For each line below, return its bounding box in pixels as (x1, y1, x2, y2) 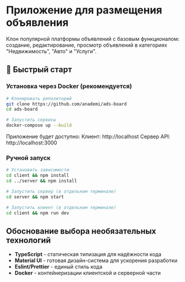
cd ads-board (6, 106, 38, 112)
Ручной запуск (6, 153, 51, 161)
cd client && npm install (6, 173, 69, 178)
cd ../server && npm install (6, 178, 77, 184)
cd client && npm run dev (6, 210, 69, 216)
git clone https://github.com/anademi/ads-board (6, 101, 127, 107)
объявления (6, 16, 69, 29)
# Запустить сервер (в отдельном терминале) (6, 188, 117, 194)
